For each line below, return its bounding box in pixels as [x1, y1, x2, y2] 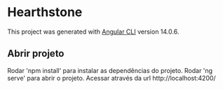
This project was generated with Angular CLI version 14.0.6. [7, 27, 180, 36]
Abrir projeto [7, 48, 65, 60]
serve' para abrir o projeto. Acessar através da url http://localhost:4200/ [7, 74, 216, 82]
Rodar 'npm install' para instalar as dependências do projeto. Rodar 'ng [7, 66, 212, 74]
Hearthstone [7, 4, 83, 20]
